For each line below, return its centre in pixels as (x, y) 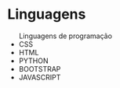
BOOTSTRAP (40, 69)
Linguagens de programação (65, 36)
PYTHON (33, 61)
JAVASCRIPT (40, 77)
